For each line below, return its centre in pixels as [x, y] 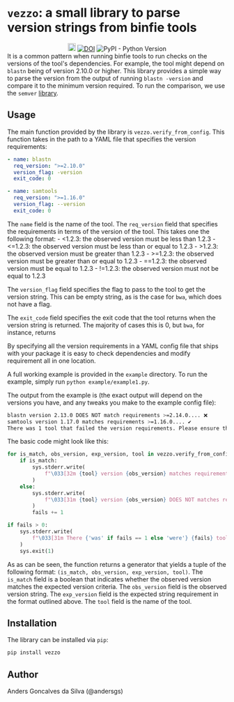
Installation [32, 623]
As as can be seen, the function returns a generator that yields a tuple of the [117, 564]
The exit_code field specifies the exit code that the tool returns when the [111, 318]
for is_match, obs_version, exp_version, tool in [81, 454]
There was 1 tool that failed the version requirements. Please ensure [113, 428]
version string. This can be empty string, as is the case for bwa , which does [115, 297]
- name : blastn [29, 159]
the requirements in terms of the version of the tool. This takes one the [109, 231]
